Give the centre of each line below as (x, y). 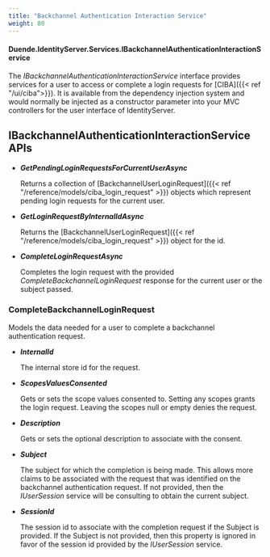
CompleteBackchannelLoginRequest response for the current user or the (141, 281)
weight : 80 (27, 23)
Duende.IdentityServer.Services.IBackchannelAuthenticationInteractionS (135, 49)
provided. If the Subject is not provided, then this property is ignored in (138, 535)
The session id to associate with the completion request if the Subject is (139, 527)
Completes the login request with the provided (97, 272)
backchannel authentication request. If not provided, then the (122, 487)
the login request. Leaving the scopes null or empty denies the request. (139, 407)
